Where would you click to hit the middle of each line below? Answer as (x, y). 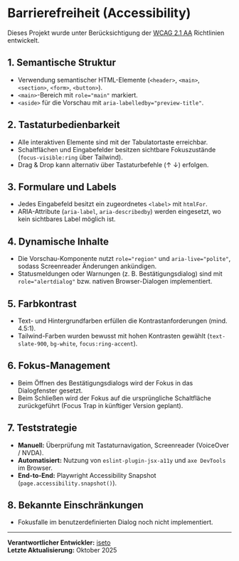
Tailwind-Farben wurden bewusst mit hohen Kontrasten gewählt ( (113, 336)
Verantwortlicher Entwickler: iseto (59, 543)
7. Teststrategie (42, 428)
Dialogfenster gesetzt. (50, 390)
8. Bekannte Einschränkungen (75, 505)
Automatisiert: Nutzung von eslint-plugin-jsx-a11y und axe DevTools (122, 460)
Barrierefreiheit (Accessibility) (99, 13)
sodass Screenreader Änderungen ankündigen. (87, 266)
